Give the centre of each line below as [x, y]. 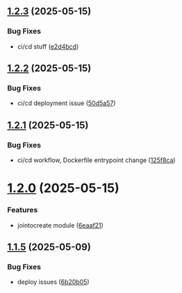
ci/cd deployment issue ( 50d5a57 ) [66, 103]
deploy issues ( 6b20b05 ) [53, 282]
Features [23, 210]
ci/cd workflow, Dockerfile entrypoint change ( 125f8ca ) [96, 160]
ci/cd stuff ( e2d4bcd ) [48, 46]
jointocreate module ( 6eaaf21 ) [60, 225]
